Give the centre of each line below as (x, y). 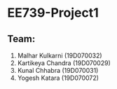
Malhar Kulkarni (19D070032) (60, 55)
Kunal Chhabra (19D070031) (58, 70)
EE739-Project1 (53, 13)
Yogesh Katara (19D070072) (58, 78)
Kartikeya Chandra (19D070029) (64, 63)
